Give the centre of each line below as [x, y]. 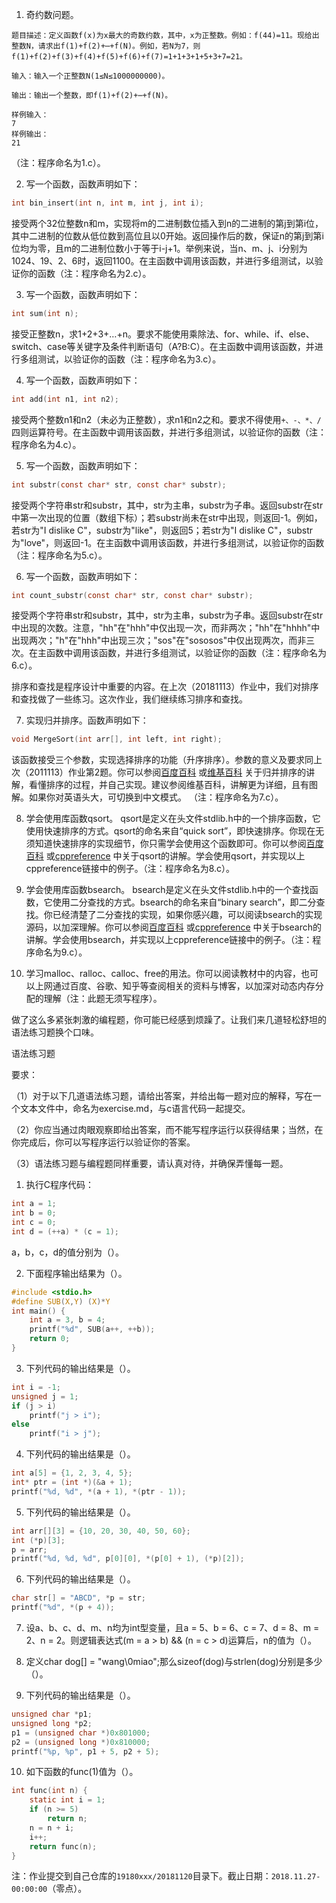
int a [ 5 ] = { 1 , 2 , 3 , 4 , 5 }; [72, 1473]
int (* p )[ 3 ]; [38, 1540]
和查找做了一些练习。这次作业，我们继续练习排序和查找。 [129, 699]
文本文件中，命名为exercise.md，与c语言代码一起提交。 [135, 1109]
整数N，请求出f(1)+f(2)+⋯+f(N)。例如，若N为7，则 [106, 46]
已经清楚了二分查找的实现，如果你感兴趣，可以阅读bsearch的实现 [187, 915]
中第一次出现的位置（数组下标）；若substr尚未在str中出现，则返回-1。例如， [167, 517]
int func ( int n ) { [49, 1791]
